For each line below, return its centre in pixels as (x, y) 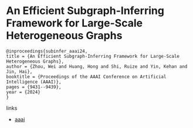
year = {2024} (23, 92)
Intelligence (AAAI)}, (34, 82)
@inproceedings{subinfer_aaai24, (47, 51)
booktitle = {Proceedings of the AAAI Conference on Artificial (86, 77)
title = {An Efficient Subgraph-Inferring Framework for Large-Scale (93, 56)
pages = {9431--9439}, (34, 87)
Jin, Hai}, (19, 71)
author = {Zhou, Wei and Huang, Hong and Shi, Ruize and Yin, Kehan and (97, 66)
